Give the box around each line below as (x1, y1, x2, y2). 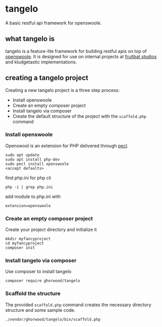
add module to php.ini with (5, 193, 61, 200)
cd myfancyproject (5, 241, 44, 246)
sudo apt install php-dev (5, 157, 60, 162)
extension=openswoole (5, 203, 51, 208)
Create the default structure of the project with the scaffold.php (12, 113, 147, 119)
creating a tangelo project (5, 74, 89, 82)
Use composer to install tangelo (5, 269, 72, 275)
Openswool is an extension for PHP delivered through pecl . (5, 143, 129, 149)
